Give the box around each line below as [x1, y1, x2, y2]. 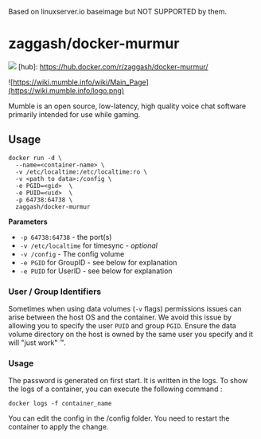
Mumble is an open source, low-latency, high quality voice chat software [8, 101, 247, 111]
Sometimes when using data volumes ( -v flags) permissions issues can [8, 304, 242, 314]
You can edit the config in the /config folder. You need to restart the [8, 414, 230, 423]
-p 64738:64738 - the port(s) [19, 232, 112, 241]
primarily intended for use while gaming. [8, 109, 141, 119]
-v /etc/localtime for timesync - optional [19, 241, 158, 250]
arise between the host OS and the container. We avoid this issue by [8, 312, 232, 322]
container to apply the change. [8, 422, 109, 432]
